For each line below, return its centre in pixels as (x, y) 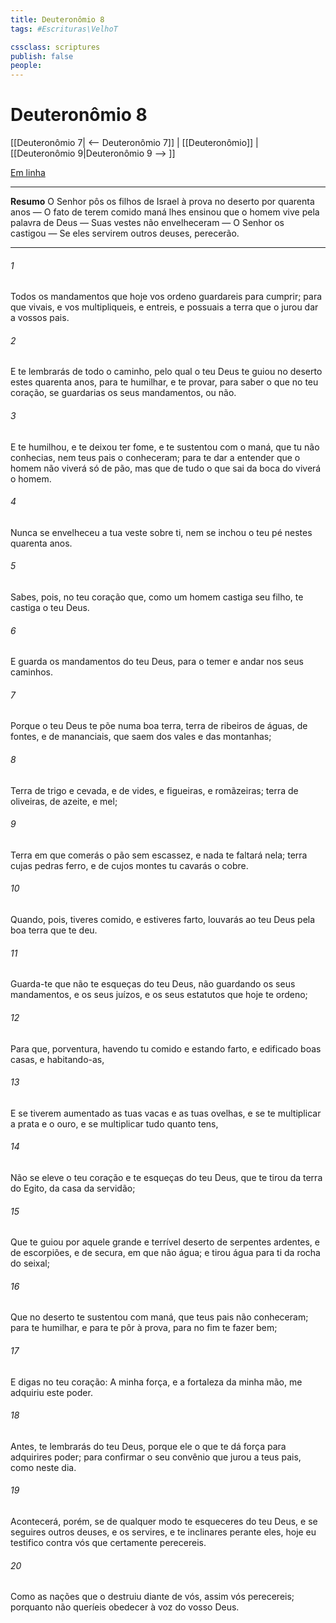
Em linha (28, 173)
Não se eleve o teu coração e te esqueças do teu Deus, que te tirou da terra (166, 1177)
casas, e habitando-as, (57, 1059)
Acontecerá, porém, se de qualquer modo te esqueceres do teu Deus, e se (164, 1521)
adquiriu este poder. (51, 1392)
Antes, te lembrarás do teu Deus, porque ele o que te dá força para (148, 1446)
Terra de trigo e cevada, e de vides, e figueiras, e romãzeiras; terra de (154, 790)
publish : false (42, 56)
